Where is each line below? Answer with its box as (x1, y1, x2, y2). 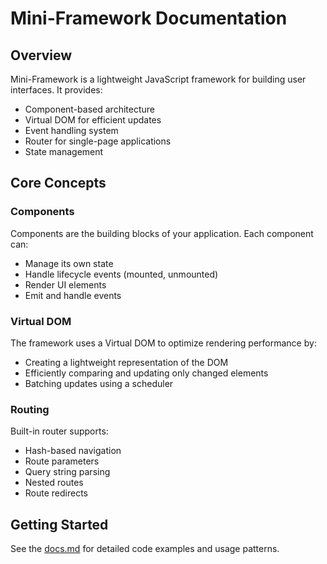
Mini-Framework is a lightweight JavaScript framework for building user (10, 73, 307, 85)
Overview (10, 47, 73, 64)
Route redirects (24, 487, 89, 499)
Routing (10, 402, 50, 416)
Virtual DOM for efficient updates (24, 114, 162, 126)
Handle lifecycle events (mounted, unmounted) (24, 268, 219, 280)
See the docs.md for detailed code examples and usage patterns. (10, 543, 280, 555)
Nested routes (24, 477, 84, 489)
